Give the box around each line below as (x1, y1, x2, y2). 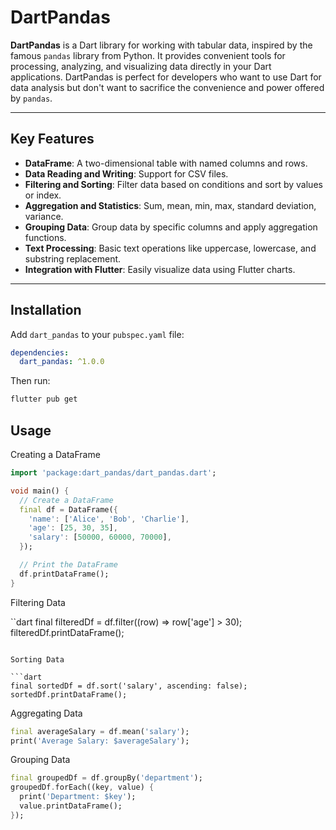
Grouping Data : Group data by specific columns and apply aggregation (24, 221, 318, 233)
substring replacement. (24, 252, 122, 265)
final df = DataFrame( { (19, 504, 118, 515)
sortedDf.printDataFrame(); (10, 689, 128, 700)
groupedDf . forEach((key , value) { (10, 782, 155, 793)
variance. (24, 210, 64, 222)
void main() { (10, 486, 70, 496)
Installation (10, 302, 82, 319)
